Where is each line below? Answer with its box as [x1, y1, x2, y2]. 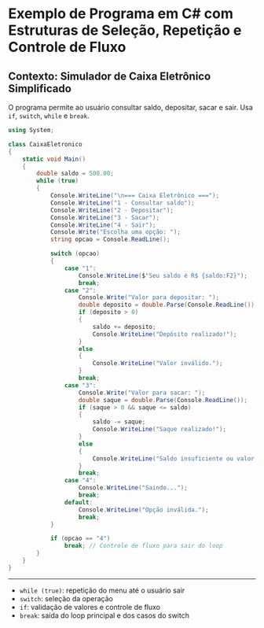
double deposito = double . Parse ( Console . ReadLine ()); [78, 301, 258, 309]
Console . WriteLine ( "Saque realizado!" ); [92, 426, 226, 434]
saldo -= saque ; [92, 418, 146, 426]
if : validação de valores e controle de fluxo [19, 602, 161, 611]
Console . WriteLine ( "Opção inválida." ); [78, 505, 210, 514]
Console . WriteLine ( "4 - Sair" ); [49, 221, 156, 229]
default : [64, 498, 93, 506]
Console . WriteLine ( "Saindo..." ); [78, 484, 189, 492]
